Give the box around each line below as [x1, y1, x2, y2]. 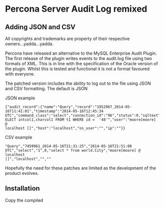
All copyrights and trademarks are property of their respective [5, 36, 130, 41]
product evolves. [5, 170, 39, 176]
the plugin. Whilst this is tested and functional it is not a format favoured [5, 66, 150, 72]
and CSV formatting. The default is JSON [5, 86, 88, 91]
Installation [5, 184, 40, 193]
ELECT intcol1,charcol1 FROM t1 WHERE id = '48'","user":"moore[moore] [5, 117, 156, 122]
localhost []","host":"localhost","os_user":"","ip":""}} [5, 126, 125, 131]
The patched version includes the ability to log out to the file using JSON [5, 80, 151, 86]
